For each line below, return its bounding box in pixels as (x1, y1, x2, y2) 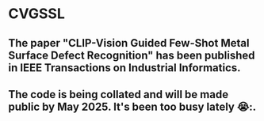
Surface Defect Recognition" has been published (8, 48, 255, 62)
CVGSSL (8, 5, 66, 23)
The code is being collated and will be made (8, 88, 228, 101)
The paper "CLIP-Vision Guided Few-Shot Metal (8, 36, 250, 50)
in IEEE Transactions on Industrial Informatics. (8, 61, 241, 74)
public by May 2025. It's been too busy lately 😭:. (8, 100, 257, 113)
